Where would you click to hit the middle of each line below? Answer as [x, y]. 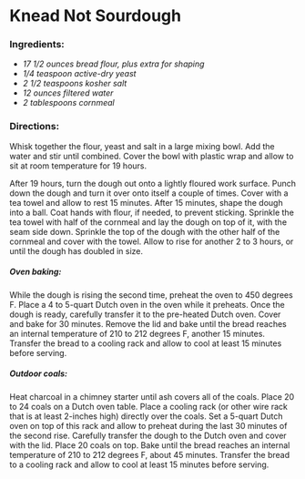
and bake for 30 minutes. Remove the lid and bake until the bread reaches [148, 323]
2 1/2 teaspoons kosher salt [75, 84]
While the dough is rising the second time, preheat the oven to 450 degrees [151, 295]
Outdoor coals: [39, 373]
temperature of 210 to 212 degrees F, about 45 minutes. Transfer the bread [149, 454]
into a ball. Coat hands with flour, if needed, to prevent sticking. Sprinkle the [152, 212]
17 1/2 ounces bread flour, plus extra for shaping [113, 64]
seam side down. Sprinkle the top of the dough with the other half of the [145, 231]
